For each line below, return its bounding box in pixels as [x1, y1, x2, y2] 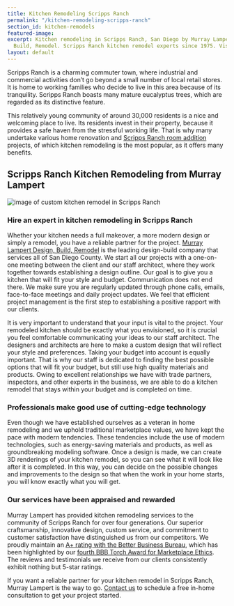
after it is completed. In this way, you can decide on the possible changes [7, 463, 218, 471]
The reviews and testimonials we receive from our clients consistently [7, 555, 208, 564]
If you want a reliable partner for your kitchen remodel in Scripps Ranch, [7, 576, 214, 584]
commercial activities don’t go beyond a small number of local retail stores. [7, 75, 223, 84]
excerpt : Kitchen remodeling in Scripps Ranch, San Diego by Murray [7, 36, 210, 43]
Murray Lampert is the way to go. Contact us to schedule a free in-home [7, 583, 215, 592]
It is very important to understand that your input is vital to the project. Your [7, 318, 224, 327]
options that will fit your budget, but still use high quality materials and [7, 363, 209, 371]
